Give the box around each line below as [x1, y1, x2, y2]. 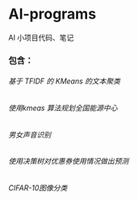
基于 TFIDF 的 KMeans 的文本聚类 [8, 76, 121, 86]
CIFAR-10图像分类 [8, 183, 68, 193]
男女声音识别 [8, 130, 51, 139]
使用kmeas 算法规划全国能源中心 [8, 103, 118, 113]
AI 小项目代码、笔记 [8, 32, 74, 42]
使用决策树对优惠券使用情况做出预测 [8, 156, 129, 166]
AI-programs [8, 5, 97, 23]
